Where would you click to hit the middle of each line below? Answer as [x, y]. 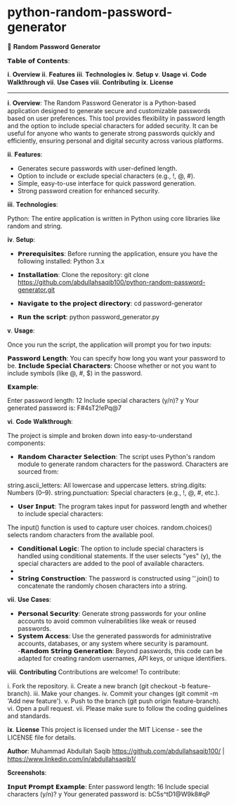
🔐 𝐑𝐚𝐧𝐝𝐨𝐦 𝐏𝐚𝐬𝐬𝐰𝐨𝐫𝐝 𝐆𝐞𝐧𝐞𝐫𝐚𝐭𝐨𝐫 [54, 46]
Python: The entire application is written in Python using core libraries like [114, 218]
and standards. [29, 716]
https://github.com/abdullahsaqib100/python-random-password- [111, 282]
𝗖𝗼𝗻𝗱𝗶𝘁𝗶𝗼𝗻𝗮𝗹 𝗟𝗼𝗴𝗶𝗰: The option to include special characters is [111, 548]
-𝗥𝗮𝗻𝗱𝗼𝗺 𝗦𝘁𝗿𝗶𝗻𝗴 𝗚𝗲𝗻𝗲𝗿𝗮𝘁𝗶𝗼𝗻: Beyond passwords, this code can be [120, 650]
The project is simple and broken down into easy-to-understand [100, 435]
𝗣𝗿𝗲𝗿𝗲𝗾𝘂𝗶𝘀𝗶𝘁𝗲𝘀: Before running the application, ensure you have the [117, 253]
